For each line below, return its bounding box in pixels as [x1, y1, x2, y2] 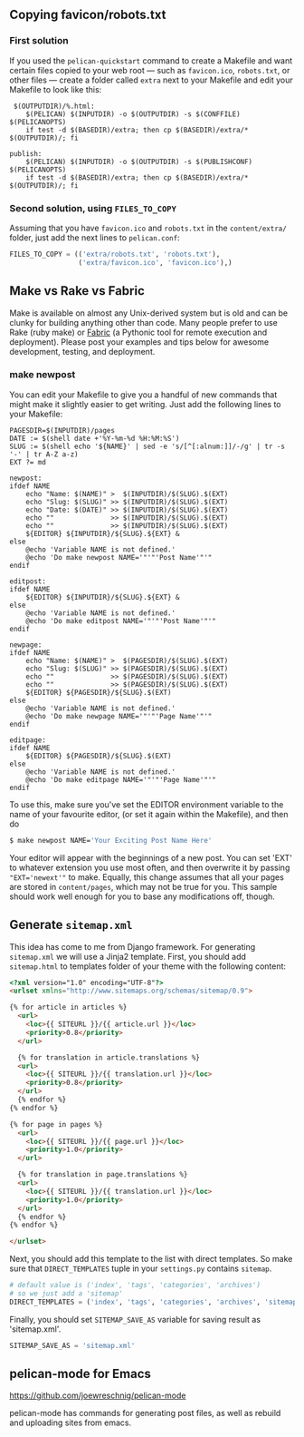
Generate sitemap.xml [9, 917, 133, 933]
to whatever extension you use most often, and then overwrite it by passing [9, 862, 290, 873]
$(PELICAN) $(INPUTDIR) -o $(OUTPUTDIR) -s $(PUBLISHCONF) [25, 157, 253, 166]
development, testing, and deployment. [9, 346, 156, 357]
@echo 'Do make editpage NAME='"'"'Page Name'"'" [25, 775, 217, 784]
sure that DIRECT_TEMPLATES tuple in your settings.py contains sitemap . [9, 1263, 272, 1274]
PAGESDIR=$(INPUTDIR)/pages [9, 425, 116, 435]
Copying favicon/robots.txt [9, 7, 166, 23]
